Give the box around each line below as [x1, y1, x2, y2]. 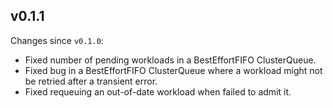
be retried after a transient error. [24, 75, 158, 87]
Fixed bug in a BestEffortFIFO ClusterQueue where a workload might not [24, 64, 323, 76]
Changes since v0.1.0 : [10, 34, 104, 46]
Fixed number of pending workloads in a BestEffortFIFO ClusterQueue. [24, 54, 317, 66]
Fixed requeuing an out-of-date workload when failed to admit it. [24, 85, 292, 98]
